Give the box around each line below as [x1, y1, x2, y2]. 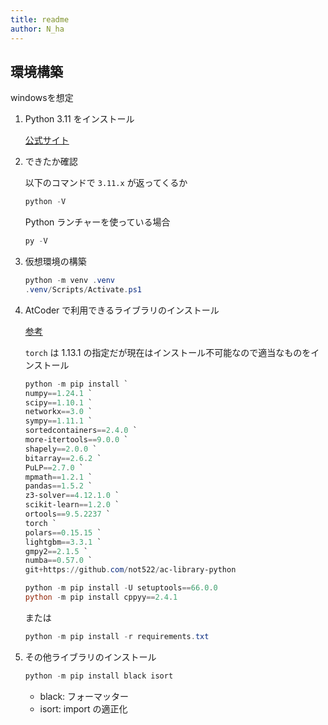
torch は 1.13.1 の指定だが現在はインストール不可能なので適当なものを [24, 346, 312, 358]
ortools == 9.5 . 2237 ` [24, 509, 111, 520]
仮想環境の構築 [24, 256, 87, 268]
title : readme [10, 14, 70, 25]
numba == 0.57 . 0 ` [24, 556, 93, 566]
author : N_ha [10, 24, 65, 34]
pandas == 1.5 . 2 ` [24, 481, 93, 491]
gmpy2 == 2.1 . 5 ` [24, 546, 89, 556]
